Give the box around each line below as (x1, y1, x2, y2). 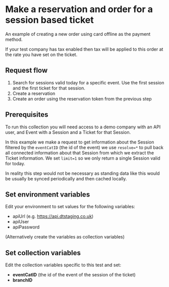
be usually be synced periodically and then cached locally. (5, 175, 127, 181)
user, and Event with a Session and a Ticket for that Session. (5, 129, 131, 135)
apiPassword (12, 224, 40, 230)
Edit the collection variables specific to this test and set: (5, 262, 122, 268)
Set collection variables (5, 249, 81, 257)
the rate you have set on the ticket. (5, 52, 78, 58)
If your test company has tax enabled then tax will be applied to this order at (5, 46, 163, 52)
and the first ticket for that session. (12, 85, 86, 91)
